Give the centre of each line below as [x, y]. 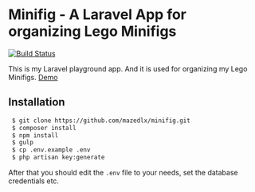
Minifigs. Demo [33, 77]
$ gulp [23, 143]
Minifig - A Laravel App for [98, 15]
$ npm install [35, 135]
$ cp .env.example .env [51, 150]
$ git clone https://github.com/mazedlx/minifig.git [101, 121]
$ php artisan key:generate [58, 157]
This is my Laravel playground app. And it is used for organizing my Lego [128, 68]
